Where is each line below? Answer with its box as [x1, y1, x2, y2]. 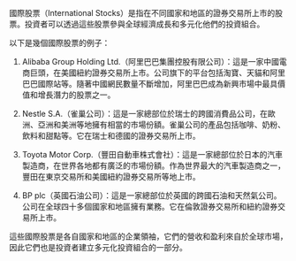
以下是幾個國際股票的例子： [9, 38, 110, 48]
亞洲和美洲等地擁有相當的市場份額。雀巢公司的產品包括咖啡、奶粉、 [37, 119, 285, 130]
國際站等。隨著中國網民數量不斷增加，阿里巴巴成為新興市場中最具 [37, 79, 278, 88]
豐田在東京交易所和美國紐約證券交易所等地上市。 [21, 172, 201, 181]
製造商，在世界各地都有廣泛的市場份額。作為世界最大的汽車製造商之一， [21, 160, 285, 171]
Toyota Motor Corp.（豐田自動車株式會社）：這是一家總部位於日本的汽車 [21, 150, 284, 159]
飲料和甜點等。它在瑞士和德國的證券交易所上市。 [21, 131, 201, 141]
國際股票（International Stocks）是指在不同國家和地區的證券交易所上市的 [9, 8, 276, 18]
